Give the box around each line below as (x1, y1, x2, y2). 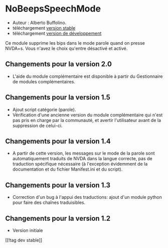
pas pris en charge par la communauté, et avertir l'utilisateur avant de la (12, 117, 161, 123)
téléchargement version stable (12, 25, 76, 31)
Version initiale (12, 227, 43, 233)
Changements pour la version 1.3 (5, 181, 111, 189)
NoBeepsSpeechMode (5, 3, 101, 15)
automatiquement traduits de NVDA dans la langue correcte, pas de (12, 156, 152, 162)
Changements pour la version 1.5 (5, 93, 110, 102)
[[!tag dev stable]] (5, 237, 43, 243)
